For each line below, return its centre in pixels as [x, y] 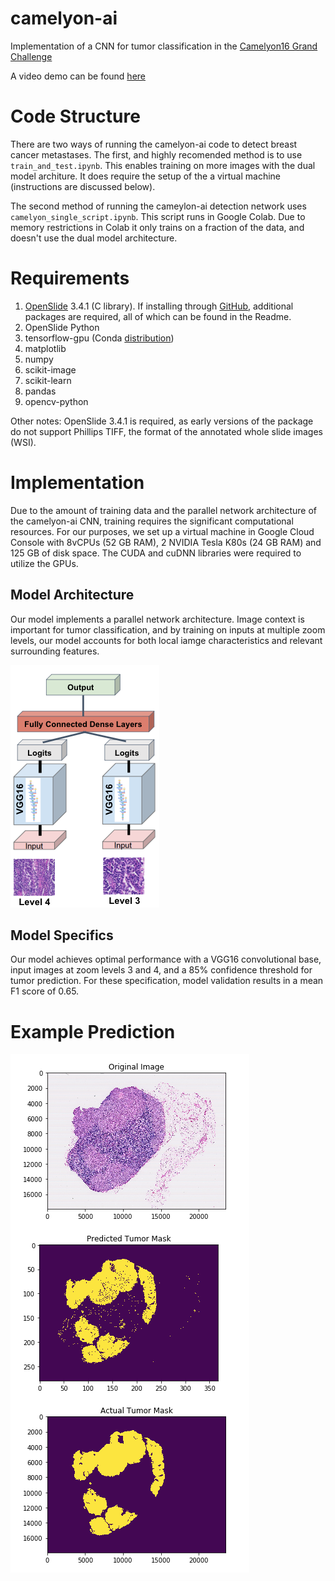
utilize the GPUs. [44, 563]
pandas [40, 391]
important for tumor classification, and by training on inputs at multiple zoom [168, 629]
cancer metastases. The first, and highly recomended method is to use [156, 154]
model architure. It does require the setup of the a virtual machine [146, 176]
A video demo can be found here [78, 76]
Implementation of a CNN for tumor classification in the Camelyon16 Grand [164, 46]
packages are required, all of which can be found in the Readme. [158, 316]
